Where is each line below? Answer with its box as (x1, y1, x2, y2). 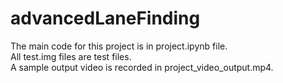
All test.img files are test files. (10, 50, 132, 62)
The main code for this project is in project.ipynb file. (10, 40, 228, 52)
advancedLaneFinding (10, 7, 201, 30)
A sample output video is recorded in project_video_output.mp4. (10, 61, 274, 73)
